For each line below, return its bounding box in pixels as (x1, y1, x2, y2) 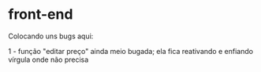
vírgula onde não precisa (8, 55, 89, 64)
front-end (8, 5, 73, 23)
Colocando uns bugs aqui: (8, 31, 94, 41)
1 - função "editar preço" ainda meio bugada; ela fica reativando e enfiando (8, 46, 254, 56)
